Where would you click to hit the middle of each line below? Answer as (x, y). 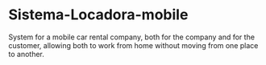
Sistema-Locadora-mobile (98, 15)
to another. (26, 54)
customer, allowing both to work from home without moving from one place (133, 45)
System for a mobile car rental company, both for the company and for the (132, 37)
